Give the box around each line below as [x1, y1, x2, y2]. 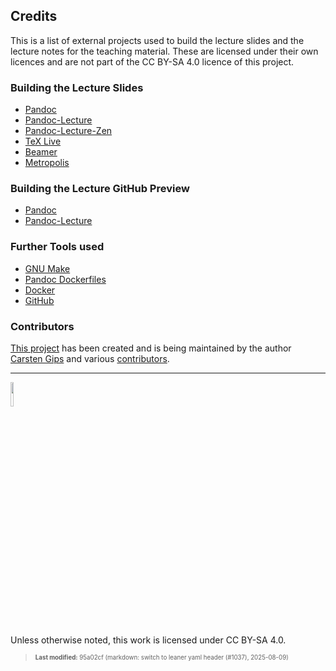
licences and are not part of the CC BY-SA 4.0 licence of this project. [10, 55, 295, 68]
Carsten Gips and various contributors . [10, 353, 170, 364]
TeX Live [24, 135, 62, 148]
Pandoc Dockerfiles [24, 273, 107, 285]
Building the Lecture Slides [10, 80, 144, 94]
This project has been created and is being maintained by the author [10, 342, 292, 354]
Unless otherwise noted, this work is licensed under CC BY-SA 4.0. [10, 634, 287, 646]
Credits [10, 8, 58, 25]
